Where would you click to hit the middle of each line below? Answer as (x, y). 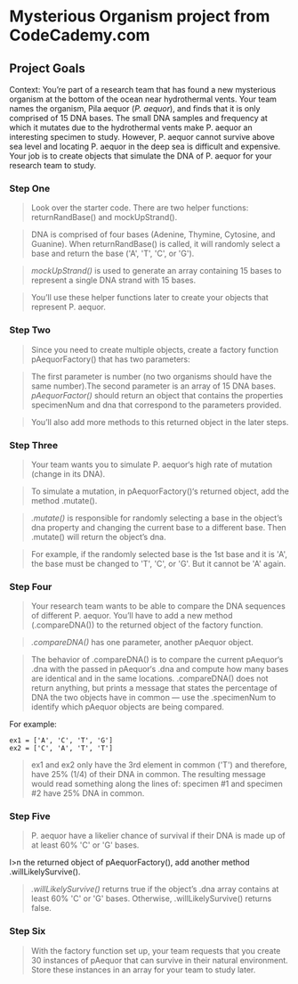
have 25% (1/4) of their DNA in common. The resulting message (148, 775)
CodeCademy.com (80, 35)
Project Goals (48, 68)
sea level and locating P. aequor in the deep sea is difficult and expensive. (145, 146)
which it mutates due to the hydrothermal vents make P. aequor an (131, 127)
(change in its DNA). (68, 473)
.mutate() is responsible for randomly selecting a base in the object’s (157, 518)
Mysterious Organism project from (140, 16)
